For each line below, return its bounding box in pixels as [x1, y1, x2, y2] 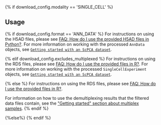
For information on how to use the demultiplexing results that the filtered [5, 95, 149, 101]
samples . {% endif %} [5, 105, 49, 111]
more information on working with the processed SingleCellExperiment [5, 66, 146, 72]
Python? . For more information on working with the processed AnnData [5, 41, 145, 47]
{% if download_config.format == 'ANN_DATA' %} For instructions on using [5, 31, 154, 37]
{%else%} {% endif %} [5, 115, 51, 121]
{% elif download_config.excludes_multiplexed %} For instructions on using [5, 56, 156, 62]
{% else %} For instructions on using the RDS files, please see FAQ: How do [5, 80, 156, 86]
